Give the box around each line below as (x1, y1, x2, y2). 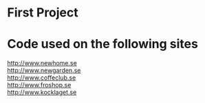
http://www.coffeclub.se (7, 73, 76, 82)
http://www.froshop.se (7, 81, 72, 89)
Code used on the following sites (7, 36, 198, 52)
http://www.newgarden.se (7, 67, 81, 75)
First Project (7, 5, 79, 21)
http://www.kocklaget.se (7, 88, 77, 97)
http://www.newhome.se (7, 59, 77, 67)
